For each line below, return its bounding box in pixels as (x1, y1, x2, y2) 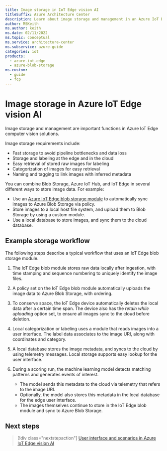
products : (5, 53, 26, 59)
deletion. (12, 316, 31, 322)
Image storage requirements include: (5, 140, 81, 146)
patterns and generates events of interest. (12, 371, 99, 377)
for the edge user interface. (19, 397, 77, 403)
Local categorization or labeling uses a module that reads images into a (12, 325, 159, 331)
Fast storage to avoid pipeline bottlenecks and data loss (12, 150, 127, 156)
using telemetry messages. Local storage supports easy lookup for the (12, 351, 158, 357)
